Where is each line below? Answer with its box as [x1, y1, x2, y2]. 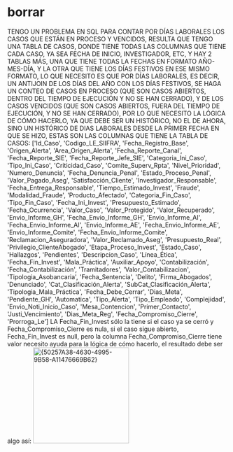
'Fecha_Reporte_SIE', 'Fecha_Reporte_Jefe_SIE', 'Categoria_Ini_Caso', [7, 153, 208, 162]
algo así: [7, 437, 31, 445]
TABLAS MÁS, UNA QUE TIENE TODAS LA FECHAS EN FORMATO [7, 57, 197, 65]
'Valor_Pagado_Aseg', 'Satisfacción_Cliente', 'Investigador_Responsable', [7, 176, 217, 184]
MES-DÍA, [7, 64, 36, 73]
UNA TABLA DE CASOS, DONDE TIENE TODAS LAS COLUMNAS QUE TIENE [7, 42, 227, 50]
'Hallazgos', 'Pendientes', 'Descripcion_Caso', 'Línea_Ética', [7, 250, 178, 259]
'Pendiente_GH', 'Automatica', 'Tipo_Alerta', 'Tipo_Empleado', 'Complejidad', [7, 295, 226, 303]
